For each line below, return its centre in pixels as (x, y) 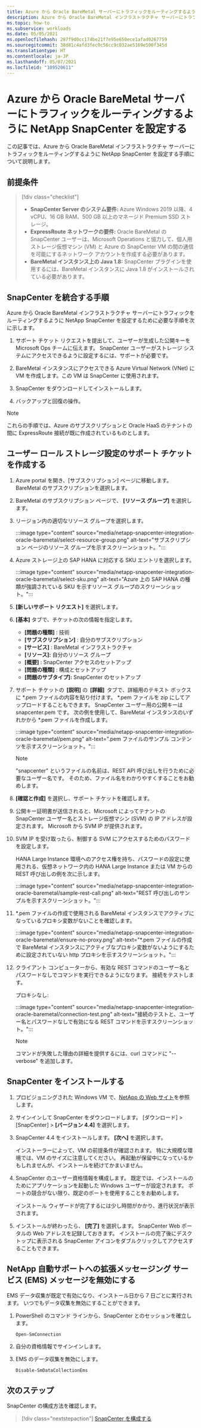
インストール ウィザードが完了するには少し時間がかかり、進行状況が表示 (105, 1205)
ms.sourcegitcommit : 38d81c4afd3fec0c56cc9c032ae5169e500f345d (87, 45)
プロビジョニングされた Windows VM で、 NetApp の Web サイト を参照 (103, 1097)
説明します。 (38, 162)
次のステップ (30, 1390)
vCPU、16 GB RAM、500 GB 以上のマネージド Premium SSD (105, 217)
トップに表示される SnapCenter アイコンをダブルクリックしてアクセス (102, 1241)
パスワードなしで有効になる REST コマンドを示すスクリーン (104, 1022)
